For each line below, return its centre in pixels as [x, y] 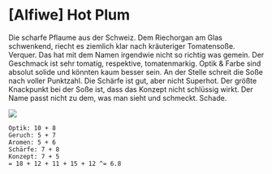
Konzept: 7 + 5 [34, 156]
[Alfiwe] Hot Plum [69, 15]
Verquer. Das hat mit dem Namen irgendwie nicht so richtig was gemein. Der [136, 54]
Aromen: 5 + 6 [32, 142]
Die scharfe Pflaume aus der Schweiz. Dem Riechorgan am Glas [116, 37]
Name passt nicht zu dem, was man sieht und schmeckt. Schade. [118, 98]
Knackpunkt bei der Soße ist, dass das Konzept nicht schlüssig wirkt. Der [131, 89]
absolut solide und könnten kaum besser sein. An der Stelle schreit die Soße [136, 72]
